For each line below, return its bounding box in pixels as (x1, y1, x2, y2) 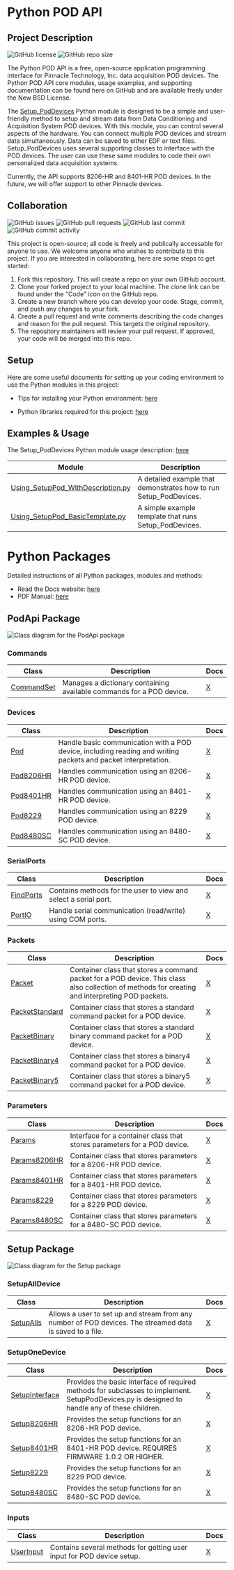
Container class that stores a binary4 (69, 1052, 191, 1061)
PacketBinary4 (10, 1056, 59, 1065)
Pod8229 (10, 810, 42, 820)
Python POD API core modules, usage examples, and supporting (7, 79, 192, 87)
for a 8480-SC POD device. (70, 1219, 162, 1229)
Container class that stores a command (69, 965, 198, 975)
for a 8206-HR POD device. (70, 1160, 162, 1169)
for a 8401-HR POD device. (70, 1179, 162, 1189)
